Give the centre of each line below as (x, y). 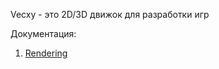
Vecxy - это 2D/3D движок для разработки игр (110, 14)
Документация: (43, 33)
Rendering (46, 53)
